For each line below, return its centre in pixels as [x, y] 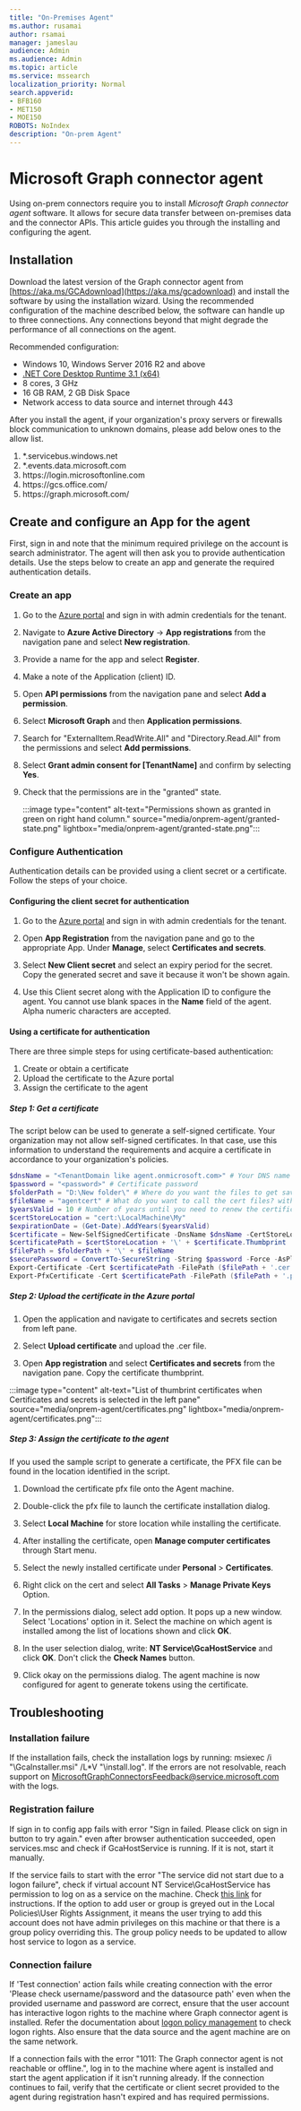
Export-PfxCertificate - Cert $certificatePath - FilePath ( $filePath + [144, 1276]
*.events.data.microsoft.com [74, 465]
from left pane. [50, 1328]
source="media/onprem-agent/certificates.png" [98, 1409]
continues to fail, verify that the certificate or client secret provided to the [145, 2087]
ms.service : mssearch [50, 76]
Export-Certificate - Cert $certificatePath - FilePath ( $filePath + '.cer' [152, 1268]
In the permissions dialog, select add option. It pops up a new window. [152, 1611]
